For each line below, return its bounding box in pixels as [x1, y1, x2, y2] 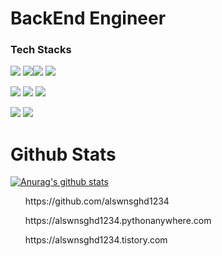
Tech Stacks [10, 43, 72, 57]
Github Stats [10, 143, 117, 166]
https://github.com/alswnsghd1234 [24, 195, 170, 207]
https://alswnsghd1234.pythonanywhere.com [24, 215, 212, 227]
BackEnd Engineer [10, 7, 167, 30]
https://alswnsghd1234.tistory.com [24, 234, 168, 246]
